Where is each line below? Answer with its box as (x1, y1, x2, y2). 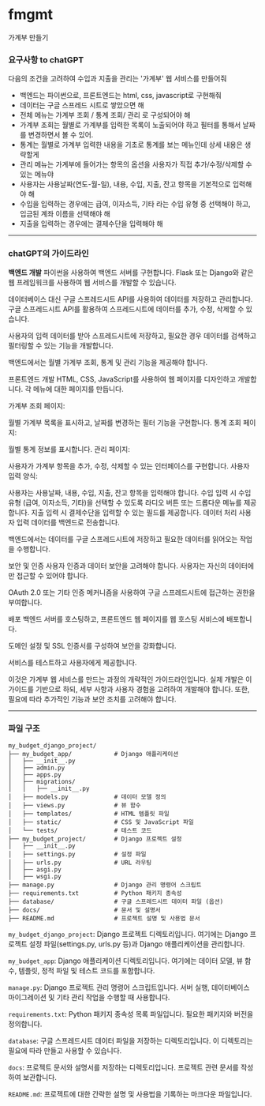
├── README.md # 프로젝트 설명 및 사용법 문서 (8, 914, 200, 922)
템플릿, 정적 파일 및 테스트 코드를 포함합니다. (18, 965, 155, 975)
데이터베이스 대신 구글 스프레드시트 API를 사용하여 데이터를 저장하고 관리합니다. (8, 294, 253, 303)
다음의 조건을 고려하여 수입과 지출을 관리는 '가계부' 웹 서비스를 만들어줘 (8, 73, 227, 84)
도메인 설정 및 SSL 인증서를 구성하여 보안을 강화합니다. (8, 641, 177, 650)
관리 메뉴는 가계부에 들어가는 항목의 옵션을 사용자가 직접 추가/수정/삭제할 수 (19, 160, 252, 169)
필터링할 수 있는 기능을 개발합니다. (8, 340, 114, 350)
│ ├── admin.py (8, 764, 65, 772)
